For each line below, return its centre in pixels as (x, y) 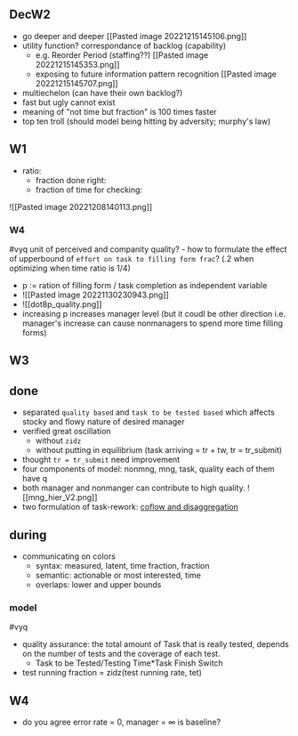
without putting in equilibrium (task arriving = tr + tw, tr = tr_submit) (159, 450)
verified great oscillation (66, 432)
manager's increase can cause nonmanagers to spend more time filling (152, 323)
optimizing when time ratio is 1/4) (70, 268)
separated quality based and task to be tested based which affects (149, 412)
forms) (34, 332)
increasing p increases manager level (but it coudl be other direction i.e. (154, 313)
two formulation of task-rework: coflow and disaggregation (130, 507)
